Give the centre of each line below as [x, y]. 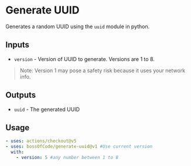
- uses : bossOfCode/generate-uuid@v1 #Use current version [79, 147]
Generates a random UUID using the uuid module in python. [78, 26]
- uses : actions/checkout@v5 [41, 141]
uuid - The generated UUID [47, 109]
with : [18, 152]
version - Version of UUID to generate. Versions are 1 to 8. [84, 59]
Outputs [21, 95]
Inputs [18, 45]
